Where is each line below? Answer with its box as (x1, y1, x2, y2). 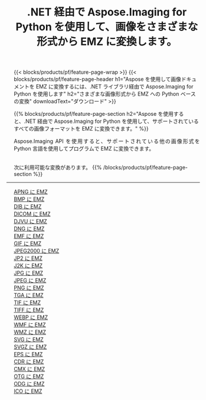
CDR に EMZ (14, 358, 44, 365)
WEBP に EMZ (14, 314, 48, 321)
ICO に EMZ (14, 388, 42, 395)
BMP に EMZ (14, 196, 45, 203)
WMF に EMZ (14, 321, 46, 329)
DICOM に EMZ (14, 210, 51, 217)
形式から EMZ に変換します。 (36, 35, 178, 48)
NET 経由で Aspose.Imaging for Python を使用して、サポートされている (25, 118, 199, 125)
